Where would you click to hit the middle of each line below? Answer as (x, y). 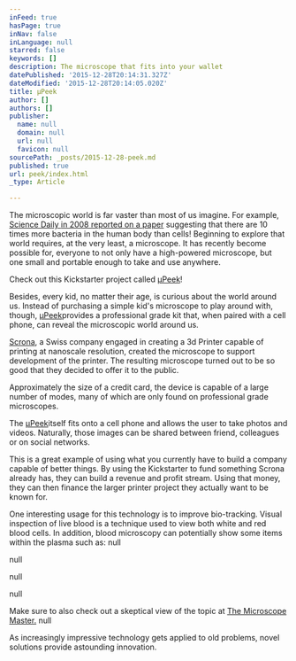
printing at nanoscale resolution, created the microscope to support (132, 352)
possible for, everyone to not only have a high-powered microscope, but (140, 253)
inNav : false (33, 34)
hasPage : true (35, 26)
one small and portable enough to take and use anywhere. (115, 262)
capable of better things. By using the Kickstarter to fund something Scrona (147, 469)
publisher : (29, 116)
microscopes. (34, 406)
